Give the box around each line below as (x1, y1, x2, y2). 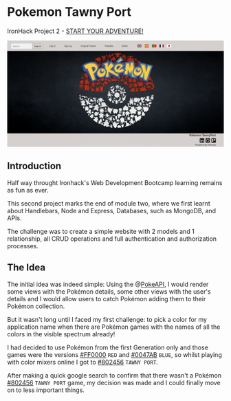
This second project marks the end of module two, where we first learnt (7, 199, 211, 207)
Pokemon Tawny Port (7, 4, 132, 20)
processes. (7, 241, 39, 250)
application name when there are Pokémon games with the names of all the (7, 323, 221, 331)
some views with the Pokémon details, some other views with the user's (7, 287, 211, 296)
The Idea (7, 262, 46, 274)
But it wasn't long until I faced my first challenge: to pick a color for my (7, 315, 208, 323)
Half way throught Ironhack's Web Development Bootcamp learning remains (7, 178, 223, 186)
